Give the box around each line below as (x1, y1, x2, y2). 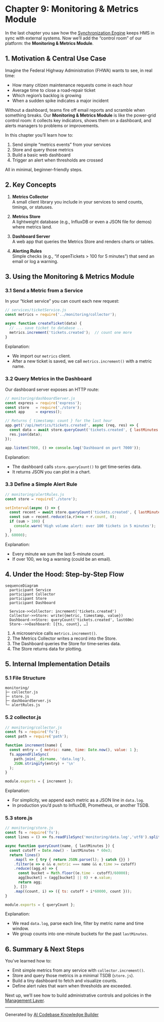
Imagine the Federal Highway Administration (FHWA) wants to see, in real (5, 67, 153, 73)
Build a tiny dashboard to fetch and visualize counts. (12, 978, 118, 984)
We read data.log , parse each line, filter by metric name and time (12, 920, 144, 926)
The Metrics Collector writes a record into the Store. (12, 635, 117, 641)
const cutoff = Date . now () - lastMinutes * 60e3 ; (9, 848, 112, 853)
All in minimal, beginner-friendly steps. (5, 166, 83, 172)
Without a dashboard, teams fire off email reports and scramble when (5, 107, 145, 113)
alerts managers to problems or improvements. (5, 123, 100, 128)
